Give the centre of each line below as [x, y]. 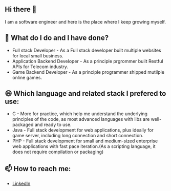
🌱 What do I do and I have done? [57, 38]
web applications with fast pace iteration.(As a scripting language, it [84, 146]
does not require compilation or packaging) [58, 152]
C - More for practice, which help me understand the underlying [80, 114]
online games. [27, 77]
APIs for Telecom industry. [40, 67]
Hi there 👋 [21, 9]
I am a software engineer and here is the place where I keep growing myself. [85, 22]
